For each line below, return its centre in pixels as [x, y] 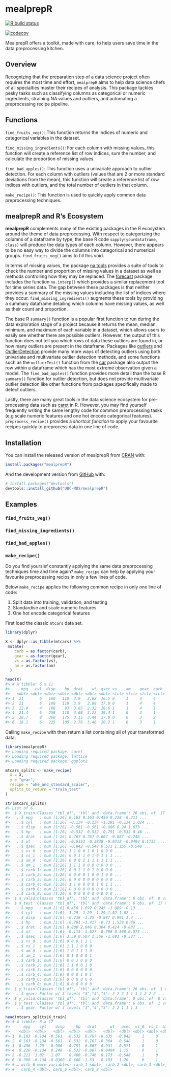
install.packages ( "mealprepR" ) [38, 465]
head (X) [13, 679]
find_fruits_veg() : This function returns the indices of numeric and [77, 132]
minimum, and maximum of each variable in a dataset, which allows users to [85, 330]
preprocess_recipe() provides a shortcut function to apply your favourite [81, 421]
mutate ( [16, 647]
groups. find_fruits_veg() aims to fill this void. [55, 256]
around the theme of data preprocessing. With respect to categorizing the [83, 234]
